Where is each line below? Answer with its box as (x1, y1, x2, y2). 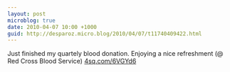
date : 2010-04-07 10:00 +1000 (7, 23, 98, 30)
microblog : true (7, 17, 56, 24)
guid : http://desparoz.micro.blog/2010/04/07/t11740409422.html (7, 30, 202, 37)
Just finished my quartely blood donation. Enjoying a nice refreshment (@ (7, 49, 224, 58)
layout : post (7, 10, 46, 18)
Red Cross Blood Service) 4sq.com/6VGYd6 (7, 57, 137, 66)
